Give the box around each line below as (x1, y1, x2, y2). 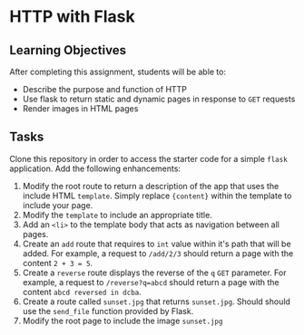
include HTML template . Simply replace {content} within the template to (22, 190, 292, 201)
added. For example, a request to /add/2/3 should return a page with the (22, 247, 294, 259)
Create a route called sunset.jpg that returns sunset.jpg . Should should (22, 296, 290, 307)
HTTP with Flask (9, 6, 136, 27)
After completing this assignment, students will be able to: (9, 66, 227, 77)
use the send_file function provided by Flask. (22, 305, 194, 316)
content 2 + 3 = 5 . (22, 257, 93, 268)
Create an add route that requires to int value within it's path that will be (22, 238, 292, 249)
